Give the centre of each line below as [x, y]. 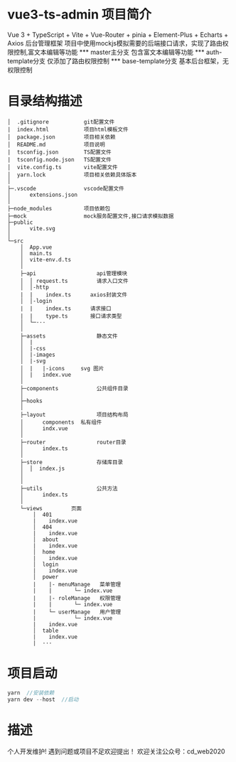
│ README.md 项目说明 [56, 144]
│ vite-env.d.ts [46, 259]
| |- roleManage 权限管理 [77, 598]
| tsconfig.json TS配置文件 [59, 152]
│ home [44, 552]
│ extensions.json [43, 195]
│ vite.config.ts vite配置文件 [63, 167]
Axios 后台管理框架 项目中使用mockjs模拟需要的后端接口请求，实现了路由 [115, 43]
